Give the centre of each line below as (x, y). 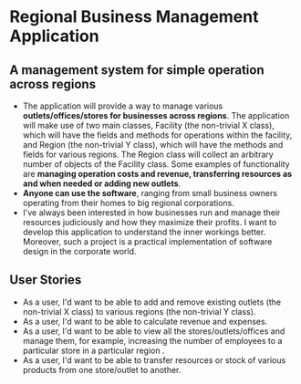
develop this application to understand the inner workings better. (144, 232)
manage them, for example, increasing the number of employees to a (152, 340)
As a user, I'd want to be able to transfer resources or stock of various (154, 360)
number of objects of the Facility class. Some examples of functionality (156, 164)
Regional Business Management (134, 17)
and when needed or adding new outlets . (102, 183)
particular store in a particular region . (93, 350)
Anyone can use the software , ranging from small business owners (150, 193)
